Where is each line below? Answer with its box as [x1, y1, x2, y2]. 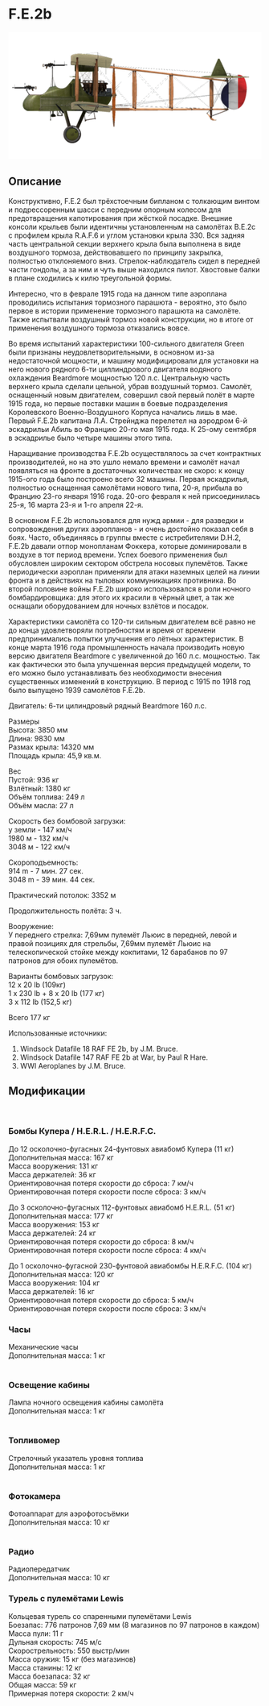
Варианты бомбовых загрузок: [8, 971, 114, 981]
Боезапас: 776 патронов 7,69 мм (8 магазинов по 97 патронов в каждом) [8, 1620, 260, 1629]
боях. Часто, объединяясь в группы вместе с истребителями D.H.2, [8, 533, 241, 542]
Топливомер [8, 1435, 60, 1447]
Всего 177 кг [8, 1012, 51, 1022]
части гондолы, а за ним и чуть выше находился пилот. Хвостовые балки [8, 264, 260, 274]
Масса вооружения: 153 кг [8, 1219, 100, 1229]
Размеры [8, 716, 40, 726]
